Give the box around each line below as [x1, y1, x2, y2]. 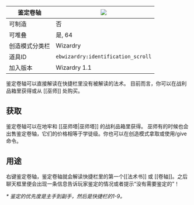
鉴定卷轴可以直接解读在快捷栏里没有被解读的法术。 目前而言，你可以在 [6, 80, 176, 87]
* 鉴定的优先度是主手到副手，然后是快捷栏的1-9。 [6, 193, 126, 200]
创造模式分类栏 [9, 42, 51, 50]
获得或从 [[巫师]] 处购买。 [21, 87, 84, 94]
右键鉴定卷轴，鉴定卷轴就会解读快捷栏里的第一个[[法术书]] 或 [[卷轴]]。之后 [6, 173, 188, 180]
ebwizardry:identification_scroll [56, 53, 152, 60]
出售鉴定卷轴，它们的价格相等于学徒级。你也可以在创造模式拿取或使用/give [6, 130, 187, 137]
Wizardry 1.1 [56, 64, 92, 71]
